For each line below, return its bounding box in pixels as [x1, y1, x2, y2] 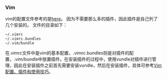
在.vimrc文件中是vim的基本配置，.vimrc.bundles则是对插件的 [5, 50, 130, 56]
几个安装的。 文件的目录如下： [5, 22, 68, 28]
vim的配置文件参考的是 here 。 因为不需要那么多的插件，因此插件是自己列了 [5, 16, 158, 22]
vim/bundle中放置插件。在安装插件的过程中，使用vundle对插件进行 [15, 56, 153, 62]
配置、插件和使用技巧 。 [5, 69, 53, 75]
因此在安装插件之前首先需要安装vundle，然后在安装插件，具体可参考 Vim [13, 63, 162, 69]
